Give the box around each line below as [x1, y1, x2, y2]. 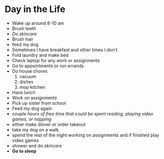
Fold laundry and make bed [12, 52, 69, 58]
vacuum [19, 73, 37, 79]
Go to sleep [12, 148, 37, 154]
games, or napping [12, 116, 52, 122]
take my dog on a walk [12, 126, 59, 132]
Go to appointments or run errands [12, 63, 84, 69]
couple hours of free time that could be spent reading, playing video [12, 110, 153, 116]
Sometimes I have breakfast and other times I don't [12, 47, 118, 53]
